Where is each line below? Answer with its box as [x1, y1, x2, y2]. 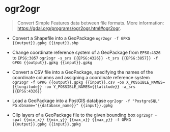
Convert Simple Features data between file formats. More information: [17, 20, 164, 26]
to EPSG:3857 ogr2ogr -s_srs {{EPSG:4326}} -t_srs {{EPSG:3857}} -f [12, 54, 158, 61]
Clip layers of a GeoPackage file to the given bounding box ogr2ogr [12, 112, 153, 118]
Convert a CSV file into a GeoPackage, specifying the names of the [12, 69, 153, 75]
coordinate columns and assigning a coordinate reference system [12, 74, 150, 80]
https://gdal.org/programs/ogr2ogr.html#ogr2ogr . [17, 25, 122, 31]
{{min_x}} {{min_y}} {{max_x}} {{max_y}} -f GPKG [23, 117, 131, 122]
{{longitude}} [12, 84, 42, 89]
